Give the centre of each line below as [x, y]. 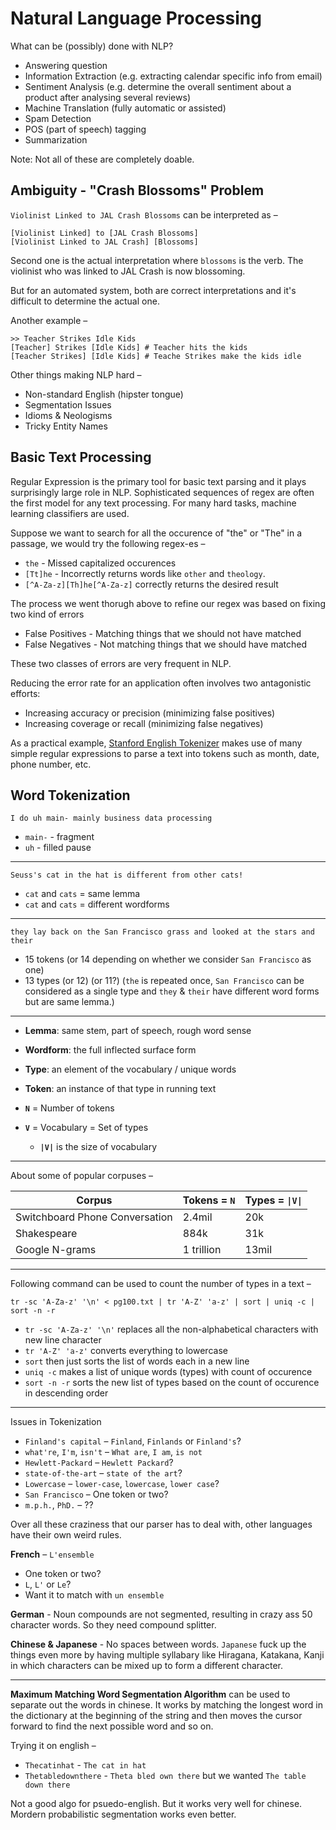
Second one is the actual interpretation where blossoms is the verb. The [157, 260]
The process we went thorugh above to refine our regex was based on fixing [168, 603]
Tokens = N [209, 1200]
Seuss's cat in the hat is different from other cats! [127, 875]
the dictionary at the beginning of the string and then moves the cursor [156, 1716]
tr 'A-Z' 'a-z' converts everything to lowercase [126, 1351]
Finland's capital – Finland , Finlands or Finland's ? [133, 1441]
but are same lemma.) [69, 1002]
